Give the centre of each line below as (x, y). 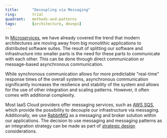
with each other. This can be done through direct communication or (75, 59)
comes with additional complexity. (40, 95)
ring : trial (24, 14)
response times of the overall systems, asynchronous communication (77, 79)
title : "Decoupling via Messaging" (48, 10)
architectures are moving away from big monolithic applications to (73, 43)
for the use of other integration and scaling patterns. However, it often (77, 90)
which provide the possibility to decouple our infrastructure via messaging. (82, 110)
